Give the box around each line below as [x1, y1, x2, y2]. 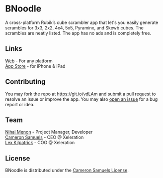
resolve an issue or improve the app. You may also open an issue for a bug [5, 96, 158, 102]
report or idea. [5, 101, 35, 107]
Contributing [5, 78, 46, 86]
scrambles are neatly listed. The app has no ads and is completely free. [5, 30, 152, 36]
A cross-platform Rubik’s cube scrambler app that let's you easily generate [5, 19, 159, 25]
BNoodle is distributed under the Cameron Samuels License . [5, 168, 129, 174]
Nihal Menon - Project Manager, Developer [5, 129, 93, 135]
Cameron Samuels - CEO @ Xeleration [5, 134, 84, 140]
